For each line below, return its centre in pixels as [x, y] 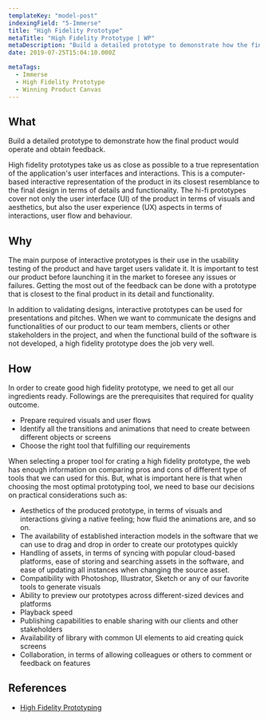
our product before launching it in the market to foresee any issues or [122, 277]
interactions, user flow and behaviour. [71, 216]
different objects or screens [65, 437]
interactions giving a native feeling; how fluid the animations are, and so [138, 519]
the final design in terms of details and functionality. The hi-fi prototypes [127, 190]
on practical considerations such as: [68, 495]
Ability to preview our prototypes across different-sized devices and [132, 595]
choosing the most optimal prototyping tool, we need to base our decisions [132, 486]
